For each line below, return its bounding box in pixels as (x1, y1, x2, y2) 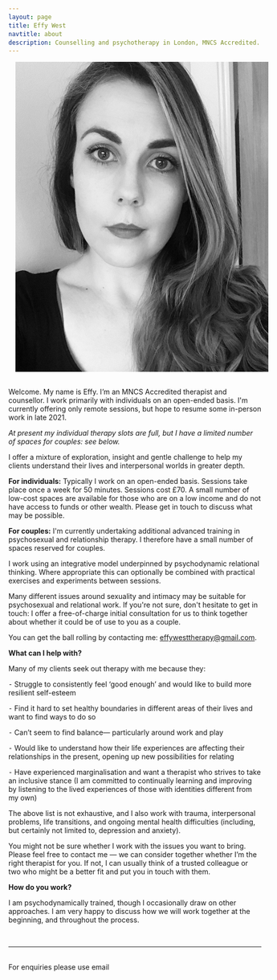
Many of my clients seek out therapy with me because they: (8, 663, 206, 673)
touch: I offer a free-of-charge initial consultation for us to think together (8, 608, 248, 618)
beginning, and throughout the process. (8, 915, 140, 925)
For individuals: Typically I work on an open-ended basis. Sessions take (8, 476, 247, 486)
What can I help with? (8, 648, 82, 658)
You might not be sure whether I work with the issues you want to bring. (8, 841, 246, 851)
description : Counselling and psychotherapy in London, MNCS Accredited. (8, 39, 261, 47)
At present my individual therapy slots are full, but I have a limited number (8, 428, 254, 437)
